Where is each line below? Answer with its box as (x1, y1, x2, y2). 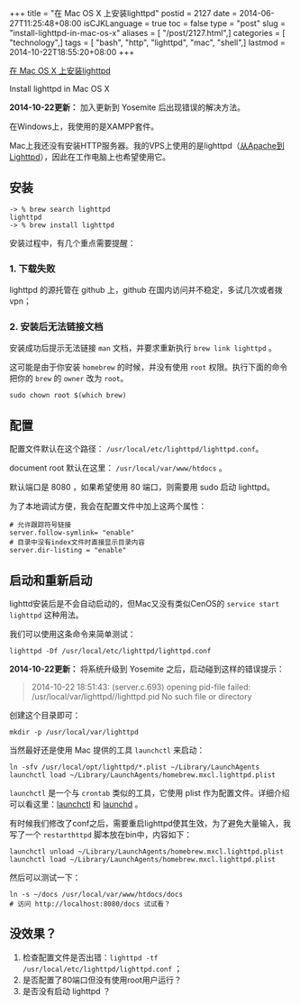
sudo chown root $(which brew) (9, 391, 127, 400)
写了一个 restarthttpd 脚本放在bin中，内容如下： (9, 829, 193, 840)
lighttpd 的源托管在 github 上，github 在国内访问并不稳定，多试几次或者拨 (9, 285, 284, 296)
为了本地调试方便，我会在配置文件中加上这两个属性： (9, 501, 207, 512)
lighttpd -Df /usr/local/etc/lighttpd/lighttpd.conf (9, 647, 212, 656)
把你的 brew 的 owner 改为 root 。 (9, 373, 129, 384)
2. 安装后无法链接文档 (9, 321, 104, 333)
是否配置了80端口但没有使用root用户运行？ (22, 974, 182, 985)
